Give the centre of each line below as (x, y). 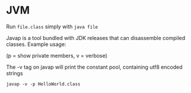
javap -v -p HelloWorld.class (43, 84)
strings (15, 73)
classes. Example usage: (36, 44)
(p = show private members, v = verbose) (57, 55)
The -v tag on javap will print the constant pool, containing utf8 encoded (94, 67)
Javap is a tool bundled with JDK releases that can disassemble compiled (96, 38)
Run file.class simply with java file (52, 26)
